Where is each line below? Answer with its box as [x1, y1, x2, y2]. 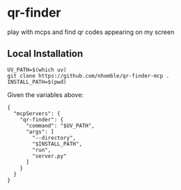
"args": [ [25, 128, 54, 135]
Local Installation [7, 48, 84, 60]
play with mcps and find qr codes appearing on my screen [7, 28, 175, 36]
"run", [32, 146, 52, 153]
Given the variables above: [7, 90, 84, 98]
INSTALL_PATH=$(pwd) [7, 78, 68, 85]
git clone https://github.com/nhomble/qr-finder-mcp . [7, 72, 170, 79]
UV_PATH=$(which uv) [7, 66, 68, 74]
